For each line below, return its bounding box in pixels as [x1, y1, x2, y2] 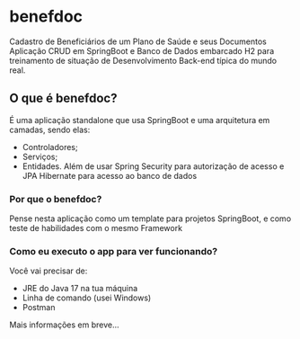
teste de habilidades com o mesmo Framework [9, 223, 182, 234]
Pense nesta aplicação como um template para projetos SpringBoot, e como [9, 213, 292, 224]
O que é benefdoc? [9, 91, 118, 106]
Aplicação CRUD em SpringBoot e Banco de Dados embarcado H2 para [9, 45, 275, 56]
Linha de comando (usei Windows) [22, 292, 152, 303]
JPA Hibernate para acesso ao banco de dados [22, 170, 198, 181]
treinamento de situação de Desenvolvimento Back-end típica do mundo [9, 55, 278, 66]
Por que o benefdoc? [9, 192, 102, 205]
